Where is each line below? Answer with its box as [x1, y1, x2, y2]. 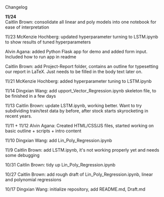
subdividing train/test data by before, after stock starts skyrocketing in [5, 108, 148, 114]
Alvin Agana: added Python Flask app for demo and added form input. [5, 49, 148, 54]
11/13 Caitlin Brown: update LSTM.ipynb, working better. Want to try [5, 103, 142, 108]
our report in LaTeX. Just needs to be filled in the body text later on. [5, 69, 143, 75]
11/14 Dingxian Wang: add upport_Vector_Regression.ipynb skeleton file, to [5, 88, 157, 93]
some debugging [5, 153, 40, 158]
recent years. [5, 113, 32, 119]
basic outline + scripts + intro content [5, 128, 82, 134]
